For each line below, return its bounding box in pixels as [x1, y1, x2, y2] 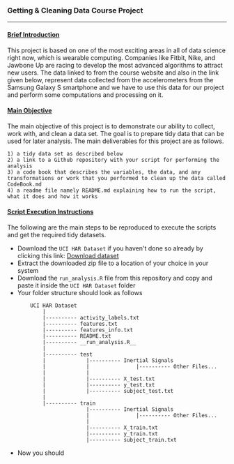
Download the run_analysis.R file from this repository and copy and [17, 274, 212, 282]
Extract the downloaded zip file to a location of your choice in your [17, 259, 209, 267]
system [17, 266, 39, 274]
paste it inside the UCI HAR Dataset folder [17, 281, 136, 290]
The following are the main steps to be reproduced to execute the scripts [7, 223, 217, 232]
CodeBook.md [7, 181, 42, 188]
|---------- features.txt [42, 320, 118, 327]
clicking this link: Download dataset [17, 251, 120, 260]
